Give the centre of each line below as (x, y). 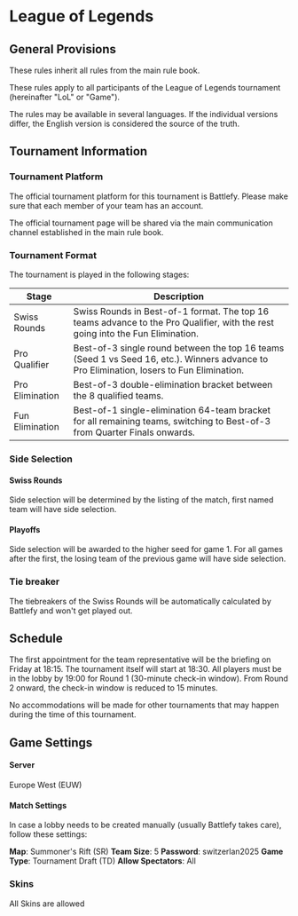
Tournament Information (78, 151)
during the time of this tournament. (73, 715)
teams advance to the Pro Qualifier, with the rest (174, 322)
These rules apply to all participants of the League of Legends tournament (145, 87)
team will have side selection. (63, 509)
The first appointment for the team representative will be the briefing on (140, 659)
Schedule (36, 638)
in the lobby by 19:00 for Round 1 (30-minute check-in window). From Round (149, 679)
